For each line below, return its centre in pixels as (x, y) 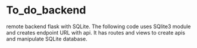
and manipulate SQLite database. (47, 39)
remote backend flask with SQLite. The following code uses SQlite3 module (99, 26)
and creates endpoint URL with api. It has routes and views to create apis (96, 32)
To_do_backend (46, 10)
